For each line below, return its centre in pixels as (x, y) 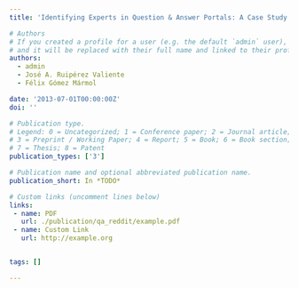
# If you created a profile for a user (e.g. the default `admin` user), (149, 42)
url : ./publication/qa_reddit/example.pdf (100, 222)
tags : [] (25, 262)
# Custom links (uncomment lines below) (85, 196)
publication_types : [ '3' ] (57, 156)
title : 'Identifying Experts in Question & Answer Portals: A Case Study (149, 17)
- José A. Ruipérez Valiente (71, 75)
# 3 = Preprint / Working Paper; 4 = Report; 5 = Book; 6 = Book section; (150, 140)
